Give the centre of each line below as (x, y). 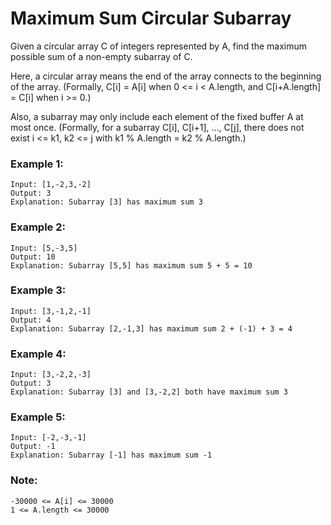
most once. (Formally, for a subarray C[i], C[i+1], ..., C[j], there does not (157, 127)
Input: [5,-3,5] (44, 248)
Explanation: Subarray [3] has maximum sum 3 (106, 202)
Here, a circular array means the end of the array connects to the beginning (166, 76)
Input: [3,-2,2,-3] (51, 375)
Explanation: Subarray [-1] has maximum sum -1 (111, 455)
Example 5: (38, 417)
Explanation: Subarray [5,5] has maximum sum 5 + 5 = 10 (131, 265)
